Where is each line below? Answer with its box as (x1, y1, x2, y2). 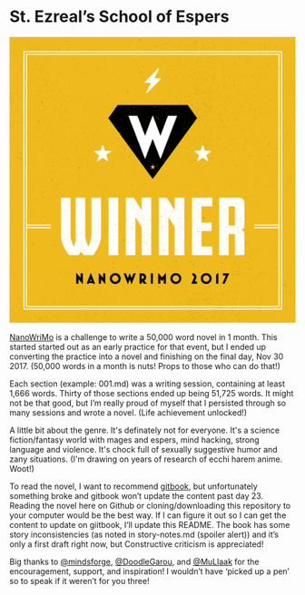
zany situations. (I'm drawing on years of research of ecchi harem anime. (9, 454, 283, 464)
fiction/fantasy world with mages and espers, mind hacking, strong (9, 434, 261, 445)
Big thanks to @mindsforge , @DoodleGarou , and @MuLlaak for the (9, 556, 260, 567)
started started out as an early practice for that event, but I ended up (9, 341, 266, 352)
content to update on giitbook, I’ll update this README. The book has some (9, 519, 290, 530)
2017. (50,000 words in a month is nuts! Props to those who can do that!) (9, 360, 281, 371)
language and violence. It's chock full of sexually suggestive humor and (9, 444, 279, 454)
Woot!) (9, 463, 34, 473)
